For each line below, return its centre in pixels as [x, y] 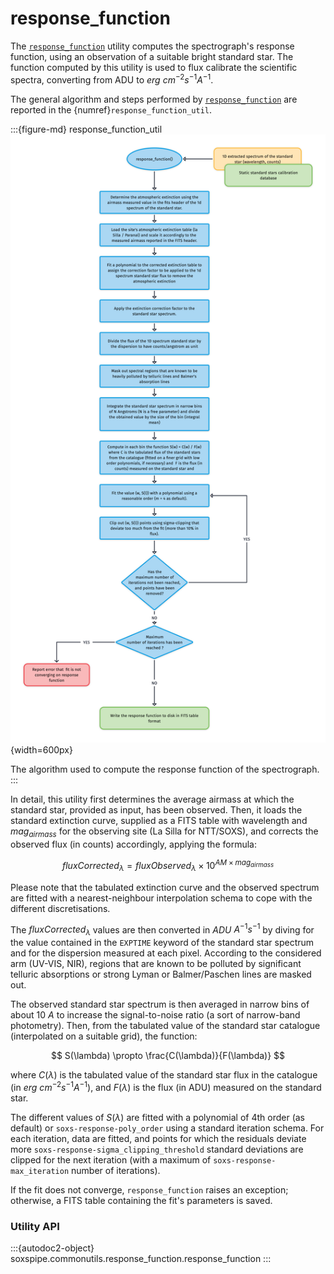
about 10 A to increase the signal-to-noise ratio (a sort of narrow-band [155, 1015]
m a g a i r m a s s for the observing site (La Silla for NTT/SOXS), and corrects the [164, 832]
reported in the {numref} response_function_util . [111, 109]
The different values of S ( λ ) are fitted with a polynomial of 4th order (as [157, 1117]
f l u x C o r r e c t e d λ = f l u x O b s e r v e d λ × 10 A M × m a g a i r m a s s [168, 866]
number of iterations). [116, 1170]
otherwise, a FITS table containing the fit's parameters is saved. [141, 1200]
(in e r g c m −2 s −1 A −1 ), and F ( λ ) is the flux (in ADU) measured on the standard [166, 1086]
